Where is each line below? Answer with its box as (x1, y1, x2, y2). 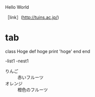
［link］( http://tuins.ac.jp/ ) (5, 14, 59, 20)
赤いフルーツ (17, 74, 44, 80)
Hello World (5, 4, 29, 10)
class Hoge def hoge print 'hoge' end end (5, 48, 91, 54)
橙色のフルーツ (17, 87, 48, 93)
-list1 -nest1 (5, 58, 29, 64)
